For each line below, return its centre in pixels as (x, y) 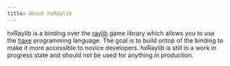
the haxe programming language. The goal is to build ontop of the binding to (115, 40)
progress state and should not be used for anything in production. (101, 55)
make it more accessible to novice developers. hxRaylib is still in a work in (112, 47)
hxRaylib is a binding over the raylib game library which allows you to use (111, 33)
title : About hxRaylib (40, 13)
